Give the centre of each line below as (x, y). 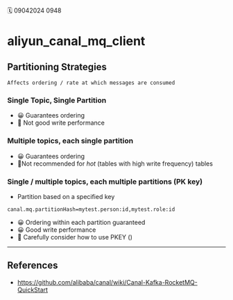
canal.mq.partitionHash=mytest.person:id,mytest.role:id (91, 209)
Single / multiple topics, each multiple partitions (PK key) (105, 182)
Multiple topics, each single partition (70, 141)
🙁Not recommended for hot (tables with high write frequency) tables (115, 164)
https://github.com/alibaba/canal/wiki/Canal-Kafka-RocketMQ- (107, 282)
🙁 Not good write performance (61, 123)
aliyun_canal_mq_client (76, 41)
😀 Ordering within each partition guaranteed (81, 222)
